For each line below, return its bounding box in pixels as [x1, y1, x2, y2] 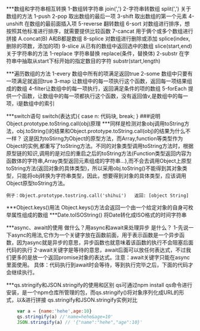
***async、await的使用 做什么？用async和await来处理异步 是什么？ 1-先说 [6, 224, 189, 231]
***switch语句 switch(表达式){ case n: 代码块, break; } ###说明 [6, 113, 161, 119]
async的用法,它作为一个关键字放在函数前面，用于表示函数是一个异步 [11, 231, 180, 239]
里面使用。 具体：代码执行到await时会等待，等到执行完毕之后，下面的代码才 [6, 261, 194, 268]
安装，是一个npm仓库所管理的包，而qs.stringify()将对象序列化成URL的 [6, 289, 179, 296]
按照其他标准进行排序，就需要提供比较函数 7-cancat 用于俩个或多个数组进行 [6, 27, 194, 35]
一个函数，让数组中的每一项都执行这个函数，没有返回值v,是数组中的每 [11, 92, 183, 100]
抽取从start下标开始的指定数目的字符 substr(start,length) [21, 57, 161, 64]
